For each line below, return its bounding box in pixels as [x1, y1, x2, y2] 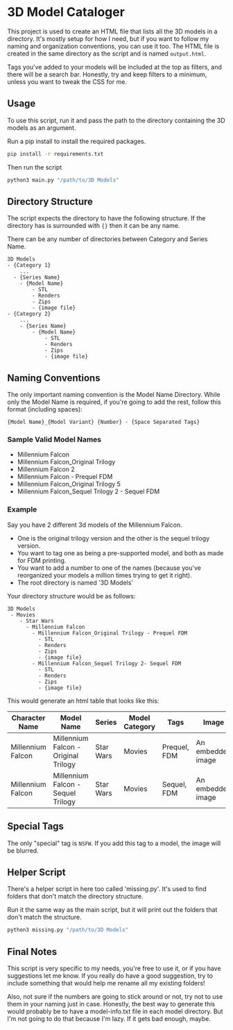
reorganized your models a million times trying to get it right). [17, 571, 192, 579]
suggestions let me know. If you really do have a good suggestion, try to [7, 972, 214, 980]
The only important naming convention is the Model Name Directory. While [7, 391, 221, 399]
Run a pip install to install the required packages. [7, 137, 146, 145]
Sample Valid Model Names [7, 435, 102, 445]
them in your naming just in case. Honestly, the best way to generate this [7, 1000, 216, 1008]
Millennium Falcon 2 [17, 465, 75, 473]
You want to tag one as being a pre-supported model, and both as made [17, 548, 224, 557]
